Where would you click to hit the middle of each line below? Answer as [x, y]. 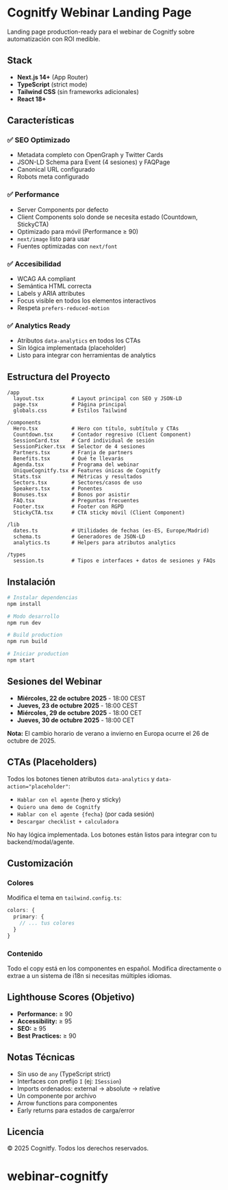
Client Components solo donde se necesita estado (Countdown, [107, 217]
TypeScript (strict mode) [52, 84]
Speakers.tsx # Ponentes [58, 489]
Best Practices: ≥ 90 [47, 1036]
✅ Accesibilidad [34, 264]
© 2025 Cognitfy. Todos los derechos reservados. [78, 1148]
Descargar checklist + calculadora [68, 821]
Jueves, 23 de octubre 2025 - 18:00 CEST [77, 705]
